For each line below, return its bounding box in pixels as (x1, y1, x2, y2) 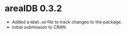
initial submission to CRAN (11, 24, 66, 30)
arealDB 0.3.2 (4, 3, 63, 14)
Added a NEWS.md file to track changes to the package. (11, 19, 123, 25)
